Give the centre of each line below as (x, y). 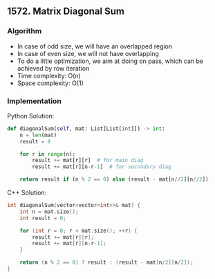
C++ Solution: (27, 192)
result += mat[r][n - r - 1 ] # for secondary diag (102, 167)
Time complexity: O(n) (49, 75)
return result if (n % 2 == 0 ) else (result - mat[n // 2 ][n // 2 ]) (114, 179)
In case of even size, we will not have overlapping (88, 53)
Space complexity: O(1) (50, 83)
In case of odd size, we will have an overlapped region (95, 46)
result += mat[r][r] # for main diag (88, 161)
